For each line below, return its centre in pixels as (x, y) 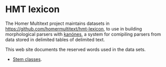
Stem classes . (27, 59)
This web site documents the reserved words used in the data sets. (76, 49)
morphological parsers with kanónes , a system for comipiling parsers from (83, 34)
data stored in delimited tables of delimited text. (55, 40)
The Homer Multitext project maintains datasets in (58, 23)
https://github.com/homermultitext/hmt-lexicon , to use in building (74, 28)
